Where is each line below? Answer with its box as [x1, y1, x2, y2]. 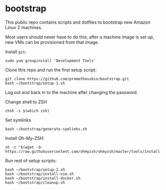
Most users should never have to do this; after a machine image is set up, [5, 34, 155, 40]
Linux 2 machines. [5, 24, 42, 30]
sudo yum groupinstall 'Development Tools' [5, 58, 96, 63]
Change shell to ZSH [5, 99, 47, 105]
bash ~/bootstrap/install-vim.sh [5, 171, 74, 176]
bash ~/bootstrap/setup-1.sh [5, 81, 65, 86]
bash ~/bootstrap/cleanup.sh [5, 180, 65, 185]
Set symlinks [5, 117, 31, 123]
